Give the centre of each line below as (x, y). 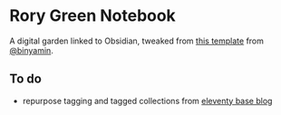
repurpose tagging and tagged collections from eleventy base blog (147, 101)
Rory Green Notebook (93, 16)
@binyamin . (32, 50)
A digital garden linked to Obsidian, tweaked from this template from (137, 41)
